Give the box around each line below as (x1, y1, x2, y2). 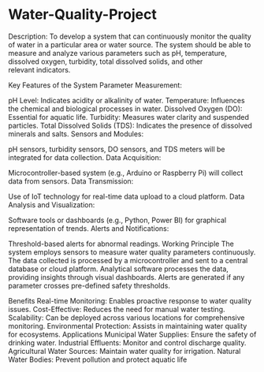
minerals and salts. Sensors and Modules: (8, 128, 144, 139)
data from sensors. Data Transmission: (8, 176, 134, 186)
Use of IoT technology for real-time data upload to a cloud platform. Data (8, 192, 245, 201)
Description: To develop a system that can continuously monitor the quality (8, 32, 252, 41)
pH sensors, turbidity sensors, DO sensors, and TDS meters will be (8, 144, 225, 154)
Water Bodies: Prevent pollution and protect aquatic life (8, 355, 188, 364)
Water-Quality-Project (8, 6, 158, 24)
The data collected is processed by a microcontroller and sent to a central (8, 255, 248, 265)
